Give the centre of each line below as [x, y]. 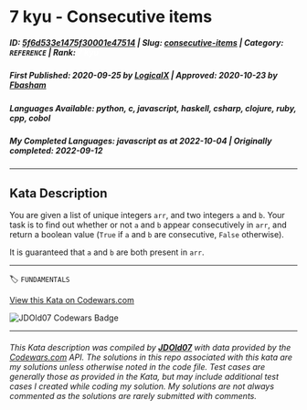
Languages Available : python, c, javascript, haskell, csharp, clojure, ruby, [153, 108]
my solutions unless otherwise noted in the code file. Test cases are [138, 366]
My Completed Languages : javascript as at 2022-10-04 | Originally [141, 141]
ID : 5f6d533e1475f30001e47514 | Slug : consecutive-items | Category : [147, 42]
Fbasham [28, 85]
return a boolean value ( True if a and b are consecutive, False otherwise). [147, 235]
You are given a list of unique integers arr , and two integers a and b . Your [147, 216]
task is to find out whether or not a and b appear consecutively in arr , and [148, 225]
